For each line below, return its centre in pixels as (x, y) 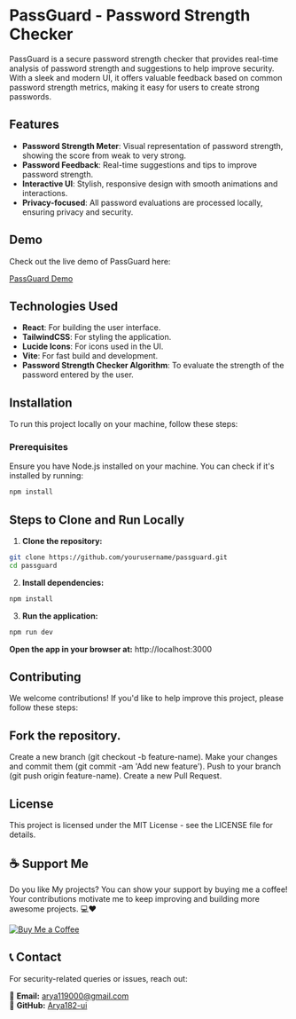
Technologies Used (63, 306)
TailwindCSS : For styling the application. (97, 337)
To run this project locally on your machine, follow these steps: (124, 424)
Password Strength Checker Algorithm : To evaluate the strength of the (153, 366)
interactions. (45, 193)
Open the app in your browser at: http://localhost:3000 (111, 649)
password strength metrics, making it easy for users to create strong (134, 87)
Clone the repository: (62, 541)
